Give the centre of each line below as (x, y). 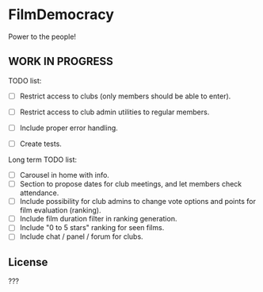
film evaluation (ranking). (60, 210)
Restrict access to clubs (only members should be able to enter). (125, 96)
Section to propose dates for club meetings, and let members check (131, 184)
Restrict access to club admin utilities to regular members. (114, 112)
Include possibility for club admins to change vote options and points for (137, 202)
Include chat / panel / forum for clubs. (82, 236)
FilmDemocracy (61, 15)
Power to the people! (42, 36)
